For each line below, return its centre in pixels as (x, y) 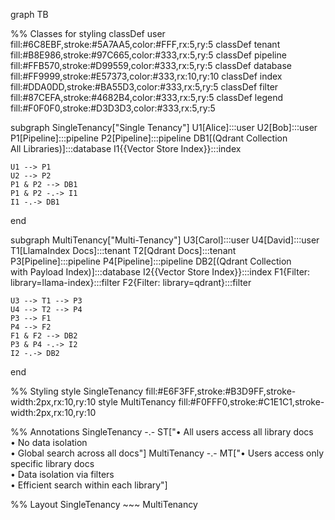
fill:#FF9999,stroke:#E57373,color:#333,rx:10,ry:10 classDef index (146, 76)
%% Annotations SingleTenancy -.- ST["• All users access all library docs (162, 432)
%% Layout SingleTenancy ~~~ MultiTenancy (104, 504)
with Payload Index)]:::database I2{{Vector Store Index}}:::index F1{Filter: (160, 272)
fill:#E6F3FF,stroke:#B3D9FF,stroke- (221, 391)
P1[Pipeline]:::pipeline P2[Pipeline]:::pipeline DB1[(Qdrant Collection (149, 138)
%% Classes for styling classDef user (88, 33)
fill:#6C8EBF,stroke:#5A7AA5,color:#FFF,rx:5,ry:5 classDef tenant (145, 44)
